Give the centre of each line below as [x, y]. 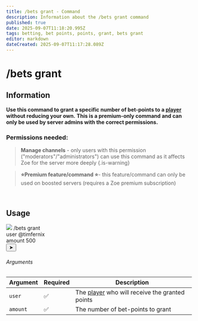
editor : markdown [27, 39]
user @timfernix [26, 234]
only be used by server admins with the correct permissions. [82, 122]
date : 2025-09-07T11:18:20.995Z [46, 28]
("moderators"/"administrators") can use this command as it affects [103, 156]
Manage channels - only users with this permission [83, 150]
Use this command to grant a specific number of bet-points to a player [94, 109]
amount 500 [21, 240]
